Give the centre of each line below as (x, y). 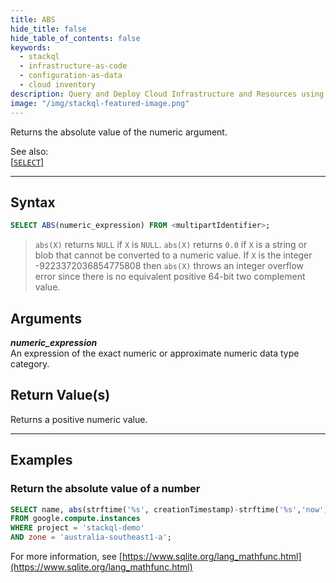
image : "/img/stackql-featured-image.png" (100, 103)
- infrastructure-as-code (73, 66)
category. (30, 364)
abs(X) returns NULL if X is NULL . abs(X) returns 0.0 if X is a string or (171, 245)
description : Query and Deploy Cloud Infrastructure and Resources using (167, 94)
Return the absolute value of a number (105, 489)
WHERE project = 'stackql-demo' (77, 528)
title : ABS (33, 19)
